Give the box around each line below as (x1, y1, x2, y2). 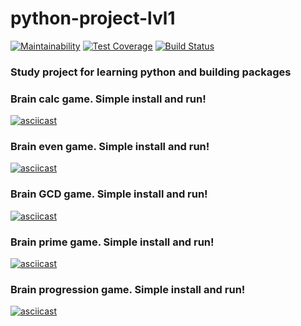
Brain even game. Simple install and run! (10, 140, 210, 154)
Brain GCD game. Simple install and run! (10, 187, 208, 201)
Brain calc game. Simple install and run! (10, 92, 207, 106)
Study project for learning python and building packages (10, 65, 292, 79)
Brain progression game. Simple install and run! (10, 282, 246, 296)
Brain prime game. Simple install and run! (10, 235, 215, 249)
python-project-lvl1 (10, 7, 176, 30)
